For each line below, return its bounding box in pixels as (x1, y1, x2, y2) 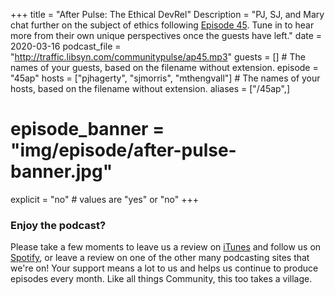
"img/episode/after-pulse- (10, 139, 237, 162)
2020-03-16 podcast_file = (10, 40, 122, 52)
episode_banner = (10, 118, 165, 141)
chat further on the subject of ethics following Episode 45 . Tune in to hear (10, 19, 315, 31)
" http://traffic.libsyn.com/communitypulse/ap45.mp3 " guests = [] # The (10, 51, 306, 63)
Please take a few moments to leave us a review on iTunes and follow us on (10, 241, 322, 253)
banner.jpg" (10, 160, 113, 183)
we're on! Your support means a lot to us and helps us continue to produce (10, 262, 319, 274)
